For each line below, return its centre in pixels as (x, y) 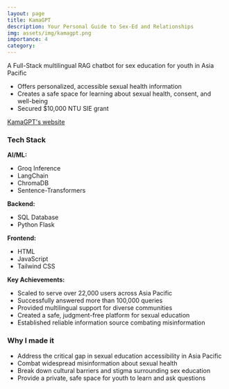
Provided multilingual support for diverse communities (95, 308)
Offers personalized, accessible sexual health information (100, 86)
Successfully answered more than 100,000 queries (90, 301)
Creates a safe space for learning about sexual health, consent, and (114, 94)
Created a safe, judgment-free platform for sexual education (103, 315)
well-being (33, 101)
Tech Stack (27, 139)
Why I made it (31, 340)
